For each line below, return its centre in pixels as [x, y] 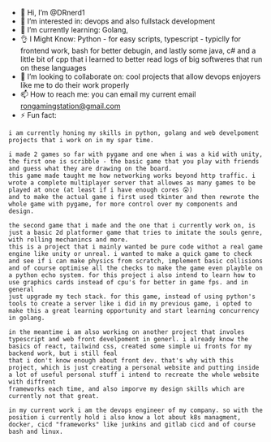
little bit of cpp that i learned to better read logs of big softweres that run [141, 59]
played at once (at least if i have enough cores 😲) [101, 190]
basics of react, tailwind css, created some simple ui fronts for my [130, 346]
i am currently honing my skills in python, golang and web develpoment [134, 133]
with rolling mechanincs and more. [69, 240]
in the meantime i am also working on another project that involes [127, 332]
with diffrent [32, 382]
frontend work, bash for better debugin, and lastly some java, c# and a [138, 50]
